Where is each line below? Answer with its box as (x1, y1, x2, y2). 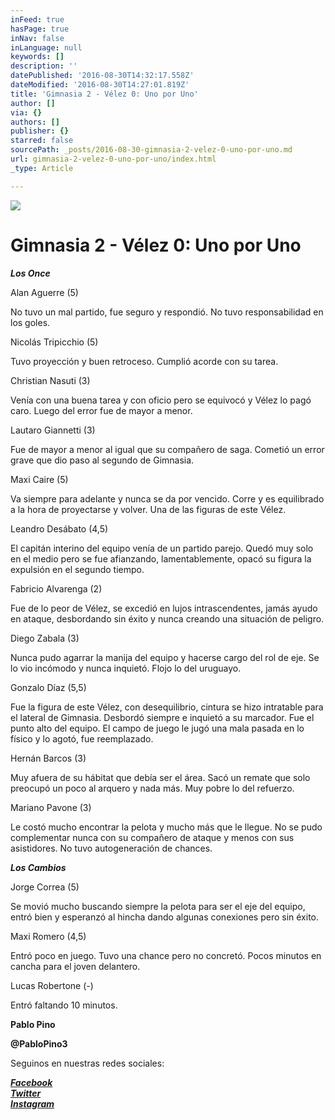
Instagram (10, 1097, 55, 1110)
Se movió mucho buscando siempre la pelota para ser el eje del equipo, (10, 900, 306, 912)
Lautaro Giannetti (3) (10, 424, 96, 436)
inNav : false (10, 33, 65, 43)
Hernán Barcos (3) (10, 752, 87, 764)
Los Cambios (10, 861, 67, 873)
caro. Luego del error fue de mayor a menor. (10, 404, 193, 416)
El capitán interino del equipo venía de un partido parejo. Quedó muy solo (10, 542, 314, 554)
